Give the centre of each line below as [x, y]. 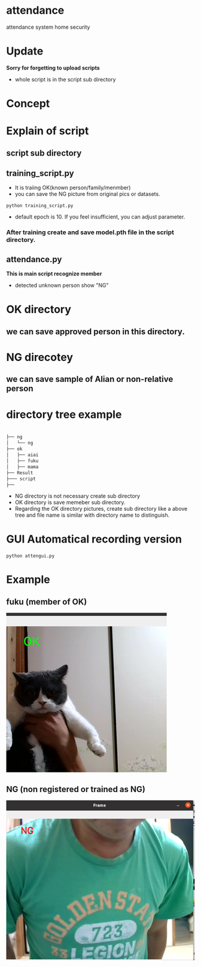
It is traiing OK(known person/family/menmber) [73, 188]
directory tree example [64, 414]
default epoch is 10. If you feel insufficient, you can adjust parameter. [100, 217]
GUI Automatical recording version [94, 539]
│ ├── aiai [22, 455]
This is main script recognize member [54, 274]
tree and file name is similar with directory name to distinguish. [92, 515]
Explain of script [48, 131]
